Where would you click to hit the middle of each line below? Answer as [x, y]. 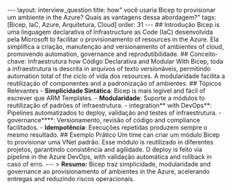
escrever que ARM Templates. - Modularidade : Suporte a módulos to [106, 98]
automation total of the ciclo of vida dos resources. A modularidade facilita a [116, 76]
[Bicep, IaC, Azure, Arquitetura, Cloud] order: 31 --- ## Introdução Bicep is [114, 25]
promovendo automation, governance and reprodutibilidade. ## [98, 54]
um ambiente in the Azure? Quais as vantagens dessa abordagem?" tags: [112, 17]
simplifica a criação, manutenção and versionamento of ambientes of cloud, [116, 47]
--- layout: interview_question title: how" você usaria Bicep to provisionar [111, 10]
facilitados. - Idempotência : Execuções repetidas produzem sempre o [107, 127]
